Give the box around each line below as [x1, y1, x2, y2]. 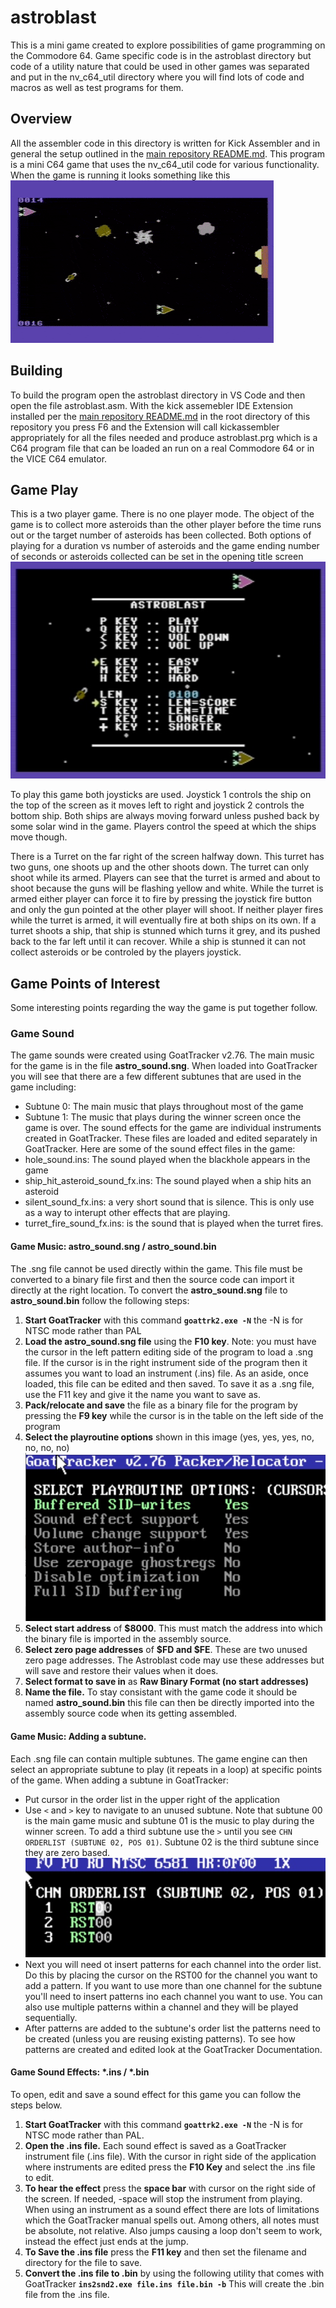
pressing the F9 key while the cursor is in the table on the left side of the [24, 1409, 324, 1421]
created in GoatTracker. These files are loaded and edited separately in [24, 1132, 318, 1145]
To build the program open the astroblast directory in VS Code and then [10, 389, 306, 401]
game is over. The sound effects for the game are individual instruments [24, 1122, 322, 1134]
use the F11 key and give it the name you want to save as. [24, 1388, 261, 1400]
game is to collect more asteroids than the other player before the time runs [10, 519, 322, 531]
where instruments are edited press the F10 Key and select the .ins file [24, 2161, 316, 2173]
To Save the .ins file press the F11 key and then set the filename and [24, 2246, 307, 2258]
